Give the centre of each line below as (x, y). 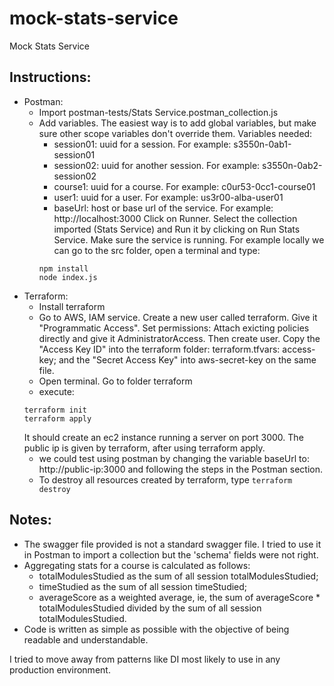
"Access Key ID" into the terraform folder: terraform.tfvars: (159, 349)
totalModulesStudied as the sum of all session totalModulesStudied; (178, 576)
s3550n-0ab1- (262, 144)
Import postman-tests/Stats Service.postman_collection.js (158, 112)
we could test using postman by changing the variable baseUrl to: (174, 458)
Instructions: (50, 77)
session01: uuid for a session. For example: (142, 144)
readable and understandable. (86, 639)
